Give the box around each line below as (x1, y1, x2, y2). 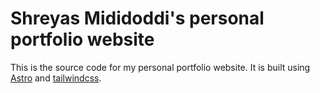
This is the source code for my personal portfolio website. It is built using (10, 61, 311, 73)
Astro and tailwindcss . (10, 72, 102, 84)
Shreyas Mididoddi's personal (10, 7, 265, 30)
